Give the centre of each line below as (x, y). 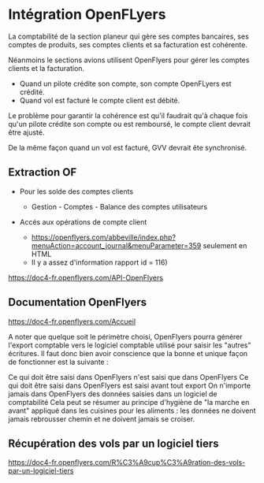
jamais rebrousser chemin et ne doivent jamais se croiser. (102, 418)
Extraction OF (43, 172)
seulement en (225, 245)
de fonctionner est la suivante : (58, 362)
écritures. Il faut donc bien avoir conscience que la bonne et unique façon (128, 353)
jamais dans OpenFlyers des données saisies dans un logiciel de (113, 394)
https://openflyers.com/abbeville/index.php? (103, 237)
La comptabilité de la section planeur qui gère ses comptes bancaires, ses (129, 36)
